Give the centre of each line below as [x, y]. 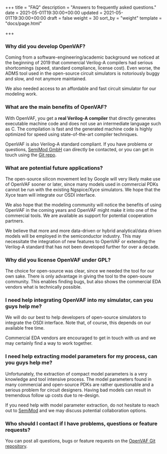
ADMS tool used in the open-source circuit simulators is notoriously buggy [82, 73]
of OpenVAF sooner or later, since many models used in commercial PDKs [82, 184]
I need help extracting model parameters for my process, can [81, 356]
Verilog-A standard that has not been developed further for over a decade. [82, 247]
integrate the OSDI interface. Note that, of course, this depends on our [78, 323]
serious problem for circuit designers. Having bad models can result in [78, 390]
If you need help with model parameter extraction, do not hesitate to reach [82, 405]
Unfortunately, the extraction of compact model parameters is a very [76, 374]
